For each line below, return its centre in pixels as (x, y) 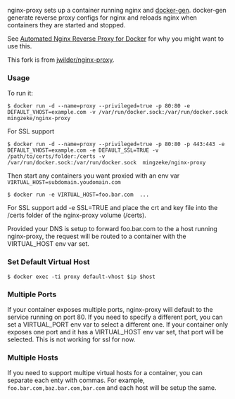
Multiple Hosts (33, 358)
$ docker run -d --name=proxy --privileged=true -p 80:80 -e (99, 106)
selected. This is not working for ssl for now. (71, 339)
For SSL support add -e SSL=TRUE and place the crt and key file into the (113, 208)
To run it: (20, 93)
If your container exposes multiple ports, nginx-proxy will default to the (110, 309)
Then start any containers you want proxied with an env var (94, 176)
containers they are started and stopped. (66, 25)
